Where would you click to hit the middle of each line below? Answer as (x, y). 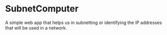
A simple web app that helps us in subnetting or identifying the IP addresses (84, 22)
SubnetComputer (42, 9)
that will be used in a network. (36, 27)
